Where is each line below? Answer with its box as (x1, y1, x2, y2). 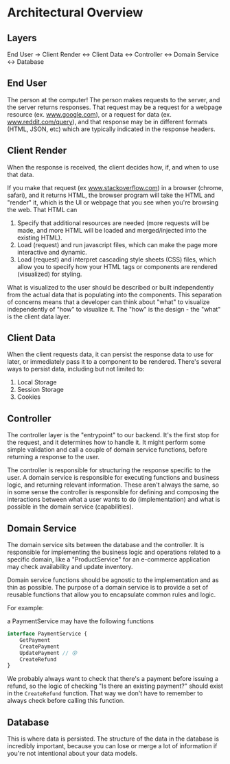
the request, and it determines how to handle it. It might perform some (7, 438, 206, 447)
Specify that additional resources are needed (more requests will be (16, 218, 209, 227)
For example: (7, 604, 45, 612)
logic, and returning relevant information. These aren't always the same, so (7, 481, 220, 489)
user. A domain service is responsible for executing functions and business (7, 474, 220, 482)
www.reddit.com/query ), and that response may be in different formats (7, 117, 208, 126)
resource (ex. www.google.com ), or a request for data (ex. (7, 110, 172, 118)
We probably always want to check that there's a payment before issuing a (7, 675, 218, 683)
